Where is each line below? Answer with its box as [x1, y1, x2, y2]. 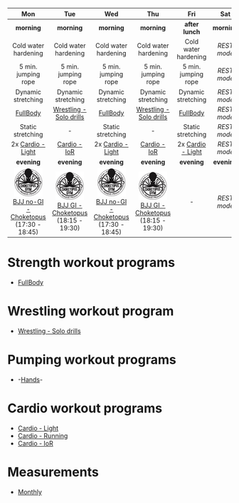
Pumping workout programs [7, 352, 176, 368]
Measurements [7, 464, 100, 480]
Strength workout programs [7, 255, 176, 271]
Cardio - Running [17, 432, 68, 440]
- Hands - [17, 375, 43, 384]
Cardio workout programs [7, 400, 163, 417]
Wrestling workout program [7, 303, 174, 320]
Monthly [17, 487, 43, 496]
